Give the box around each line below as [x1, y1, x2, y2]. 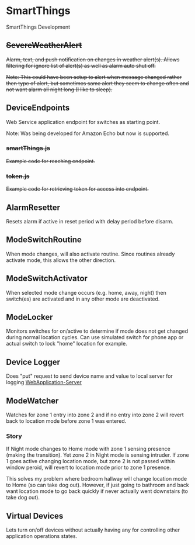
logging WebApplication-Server [6, 379, 82, 386]
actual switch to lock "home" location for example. [6, 340, 127, 347]
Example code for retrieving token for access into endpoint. [6, 185, 149, 192]
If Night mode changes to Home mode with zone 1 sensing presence [6, 446, 171, 453]
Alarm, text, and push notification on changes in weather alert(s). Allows [6, 56, 180, 63]
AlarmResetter [6, 202, 60, 212]
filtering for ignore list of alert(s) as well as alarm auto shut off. [6, 62, 156, 69]
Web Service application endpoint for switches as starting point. [6, 118, 161, 125]
